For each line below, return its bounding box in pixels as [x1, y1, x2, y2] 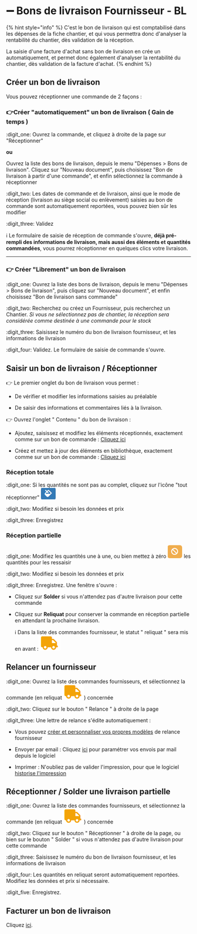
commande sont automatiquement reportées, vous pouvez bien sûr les [6, 203, 177, 210]
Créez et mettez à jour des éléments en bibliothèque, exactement [14, 447, 173, 454]
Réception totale [6, 468, 55, 477]
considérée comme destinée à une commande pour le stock [6, 317, 151, 324]
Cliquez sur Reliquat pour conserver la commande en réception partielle [14, 610, 189, 618]
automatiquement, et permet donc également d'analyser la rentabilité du [6, 54, 181, 61]
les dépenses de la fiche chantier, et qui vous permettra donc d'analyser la [6, 30, 186, 37]
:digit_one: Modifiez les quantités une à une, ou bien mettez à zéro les [6, 553, 191, 560]
